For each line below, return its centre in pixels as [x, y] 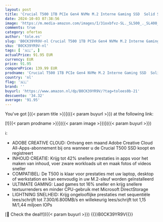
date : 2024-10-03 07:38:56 [32, 18]
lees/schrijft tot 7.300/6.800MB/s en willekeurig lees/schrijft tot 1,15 [79, 200]
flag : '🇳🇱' [17, 82]
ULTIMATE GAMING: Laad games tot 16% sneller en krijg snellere [77, 184]
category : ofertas [24, 32]
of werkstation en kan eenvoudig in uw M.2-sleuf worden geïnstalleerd [83, 179]
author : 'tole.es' [24, 37]
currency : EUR [19, 59]
